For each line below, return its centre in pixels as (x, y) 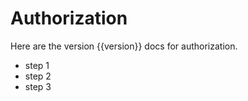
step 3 (38, 86)
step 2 (38, 76)
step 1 (37, 65)
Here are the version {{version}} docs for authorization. (124, 46)
